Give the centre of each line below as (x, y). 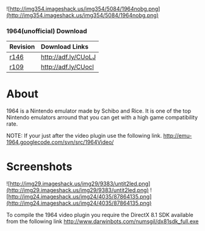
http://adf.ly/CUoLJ (68, 57)
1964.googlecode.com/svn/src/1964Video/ (60, 142)
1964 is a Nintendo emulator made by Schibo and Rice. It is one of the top (99, 111)
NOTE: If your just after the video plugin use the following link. (84, 136)
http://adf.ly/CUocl (67, 67)
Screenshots (39, 167)
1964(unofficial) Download (47, 31)
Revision (22, 47)
